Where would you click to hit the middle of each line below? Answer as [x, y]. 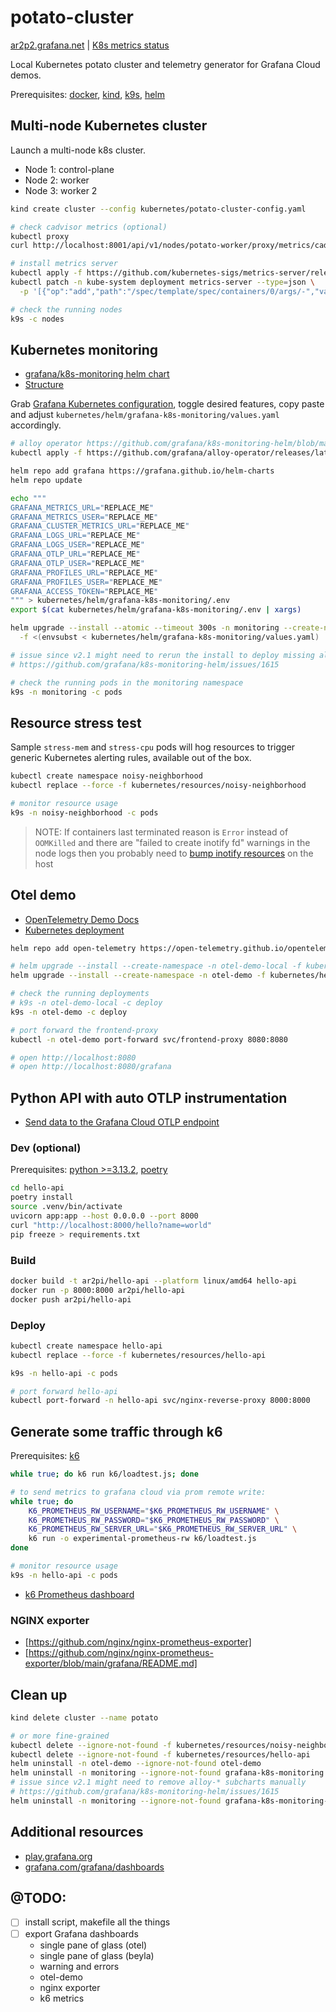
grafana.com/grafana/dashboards [94, 1867]
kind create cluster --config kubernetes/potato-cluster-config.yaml [158, 209]
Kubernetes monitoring [84, 349]
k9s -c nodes [37, 319]
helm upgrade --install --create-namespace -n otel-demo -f [138, 976]
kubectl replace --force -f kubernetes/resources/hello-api [138, 1355]
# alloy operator [46, 444]
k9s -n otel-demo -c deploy [69, 1012]
